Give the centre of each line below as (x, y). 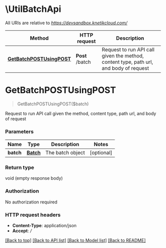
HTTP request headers (33, 215)
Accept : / (22, 231)
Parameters (19, 131)
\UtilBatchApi (33, 9)
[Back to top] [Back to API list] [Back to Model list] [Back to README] (75, 241)
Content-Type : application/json (44, 226)
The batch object (65, 153)
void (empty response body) (34, 178)
